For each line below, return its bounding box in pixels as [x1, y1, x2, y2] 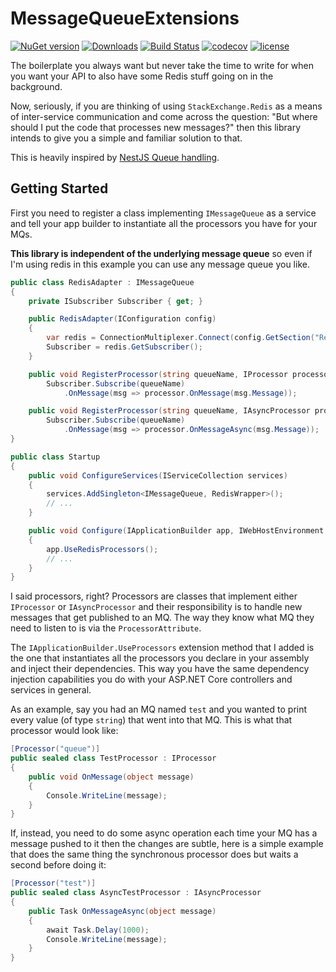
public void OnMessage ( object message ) [28, 772, 195, 782]
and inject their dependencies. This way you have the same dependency [10, 663, 310, 675]
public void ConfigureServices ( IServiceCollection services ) [28, 470, 288, 481]
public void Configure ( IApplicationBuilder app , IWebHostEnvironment [28, 526, 325, 536]
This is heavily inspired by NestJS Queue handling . [10, 151, 220, 163]
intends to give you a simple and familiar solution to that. [10, 132, 243, 144]
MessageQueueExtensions [10, 7, 240, 30]
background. [10, 80, 63, 92]
